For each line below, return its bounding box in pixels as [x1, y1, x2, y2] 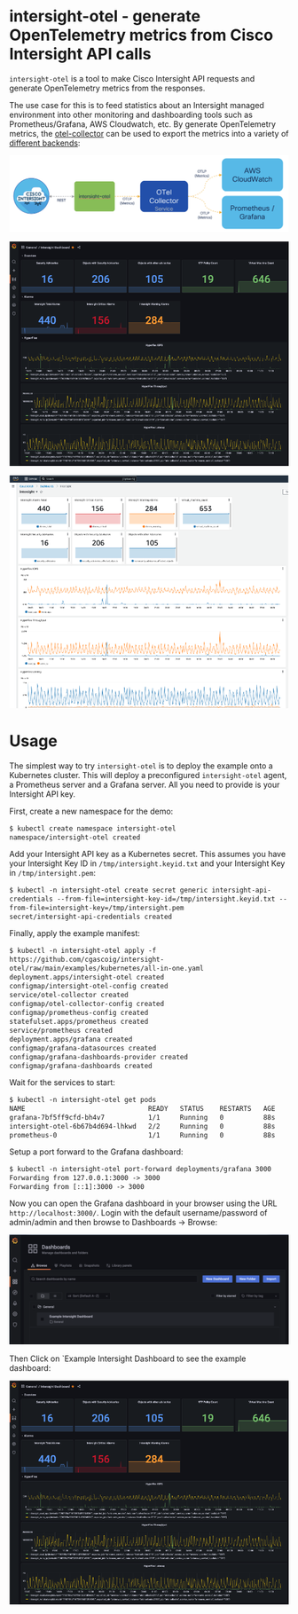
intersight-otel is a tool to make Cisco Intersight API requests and [9, 73, 255, 83]
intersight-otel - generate [9, 6, 201, 27]
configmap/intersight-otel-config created [9, 981, 169, 990]
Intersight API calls [9, 44, 153, 64]
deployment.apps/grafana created [9, 1035, 133, 1043]
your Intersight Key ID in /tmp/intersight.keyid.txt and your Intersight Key [9, 858, 286, 869]
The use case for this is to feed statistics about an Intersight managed [9, 99, 264, 110]
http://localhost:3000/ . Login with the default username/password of [9, 1207, 268, 1217]
